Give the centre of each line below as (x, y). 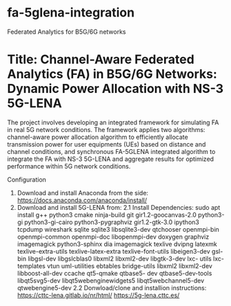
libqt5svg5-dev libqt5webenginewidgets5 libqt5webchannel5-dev (111, 281)
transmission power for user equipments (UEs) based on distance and (107, 144)
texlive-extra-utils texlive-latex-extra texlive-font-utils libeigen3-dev (113, 251)
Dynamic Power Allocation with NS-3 (115, 89)
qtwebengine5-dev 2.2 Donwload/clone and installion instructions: (112, 287)
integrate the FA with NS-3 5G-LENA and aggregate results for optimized (111, 159)
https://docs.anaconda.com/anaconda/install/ (82, 200)
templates (31, 265)
